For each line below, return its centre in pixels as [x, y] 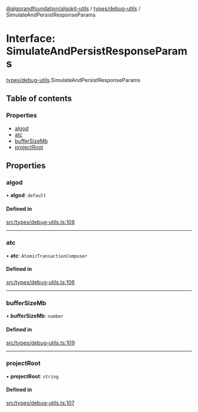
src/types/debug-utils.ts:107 [40, 403]
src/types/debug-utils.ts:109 [41, 342]
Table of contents [39, 99]
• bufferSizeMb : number [35, 316]
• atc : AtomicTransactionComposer [47, 256]
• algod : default [26, 195]
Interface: [31, 39]
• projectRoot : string [32, 376]
